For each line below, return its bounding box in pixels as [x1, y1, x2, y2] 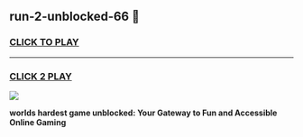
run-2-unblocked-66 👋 [9, 9, 140, 24]
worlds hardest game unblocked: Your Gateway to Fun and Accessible [9, 107, 278, 118]
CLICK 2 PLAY [9, 69, 72, 82]
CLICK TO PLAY [9, 36, 79, 49]
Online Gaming [9, 116, 67, 127]
